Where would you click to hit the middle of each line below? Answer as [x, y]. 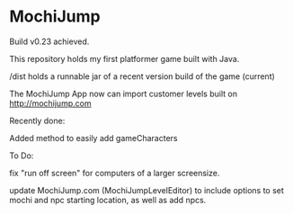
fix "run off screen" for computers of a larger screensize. [115, 173]
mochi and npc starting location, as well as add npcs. [108, 200]
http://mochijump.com [50, 103]
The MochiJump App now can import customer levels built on [124, 94]
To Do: [22, 156]
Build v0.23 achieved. [49, 41]
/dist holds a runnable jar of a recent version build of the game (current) [142, 76]
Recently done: [37, 120]
